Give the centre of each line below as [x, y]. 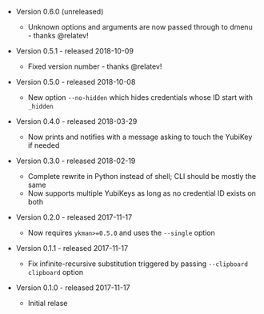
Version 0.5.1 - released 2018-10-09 [75, 51]
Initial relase [48, 303]
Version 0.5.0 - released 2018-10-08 [76, 82]
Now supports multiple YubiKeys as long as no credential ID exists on [142, 193]
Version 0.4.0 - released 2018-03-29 [76, 121]
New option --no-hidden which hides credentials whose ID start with [140, 97]
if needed [44, 145]
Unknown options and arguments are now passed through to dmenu [140, 27]
